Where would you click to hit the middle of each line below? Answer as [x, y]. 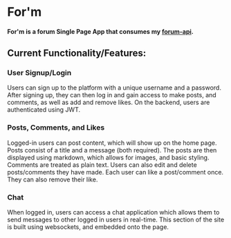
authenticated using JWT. [44, 110]
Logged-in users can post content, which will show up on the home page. [112, 143]
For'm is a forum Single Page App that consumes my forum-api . [100, 31]
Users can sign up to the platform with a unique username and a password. [114, 88]
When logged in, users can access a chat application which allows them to [113, 212]
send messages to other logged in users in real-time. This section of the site [116, 220]
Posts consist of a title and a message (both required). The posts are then [112, 150]
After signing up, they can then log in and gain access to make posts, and [112, 95]
